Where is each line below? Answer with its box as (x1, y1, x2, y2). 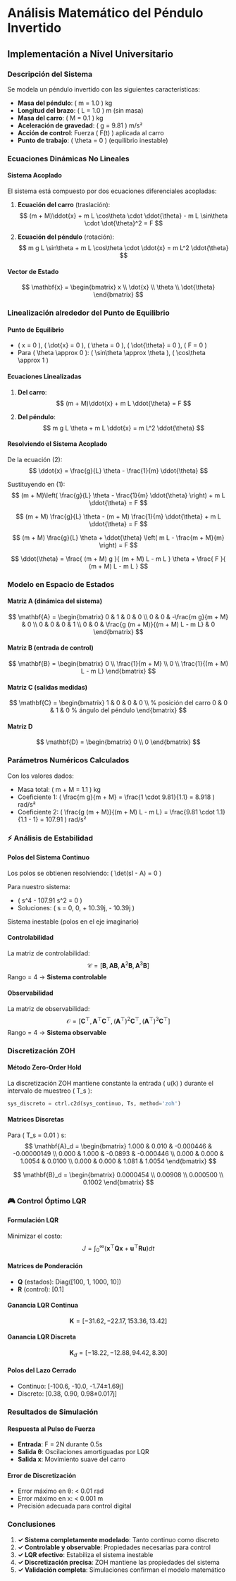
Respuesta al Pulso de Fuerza (7, 1425, 96, 1433)
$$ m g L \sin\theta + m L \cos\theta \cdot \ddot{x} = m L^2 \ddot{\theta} (18, 244, 229, 252)
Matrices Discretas (7, 1115, 65, 1124)
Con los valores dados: (7, 771, 74, 780)
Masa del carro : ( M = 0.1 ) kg (17, 113, 104, 122)
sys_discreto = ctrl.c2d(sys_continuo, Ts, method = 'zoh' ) (7, 1100, 181, 1107)
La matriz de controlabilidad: (7, 949, 90, 957)
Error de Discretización (7, 1471, 76, 1480)
